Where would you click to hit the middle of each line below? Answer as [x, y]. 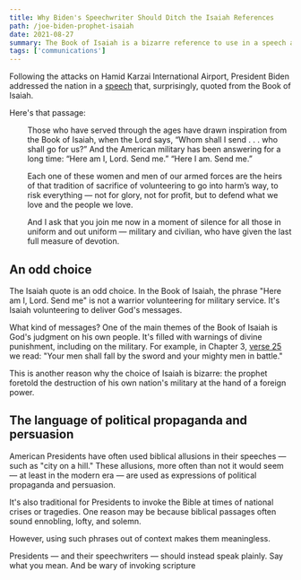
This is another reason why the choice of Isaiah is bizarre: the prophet [138, 373]
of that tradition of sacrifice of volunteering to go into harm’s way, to [153, 186]
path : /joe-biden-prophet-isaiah [72, 26]
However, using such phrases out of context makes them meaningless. [140, 538]
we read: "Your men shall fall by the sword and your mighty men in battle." [146, 356]
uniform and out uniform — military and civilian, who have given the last [159, 232]
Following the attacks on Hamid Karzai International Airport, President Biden [149, 76]
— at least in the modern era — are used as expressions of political [133, 475]
